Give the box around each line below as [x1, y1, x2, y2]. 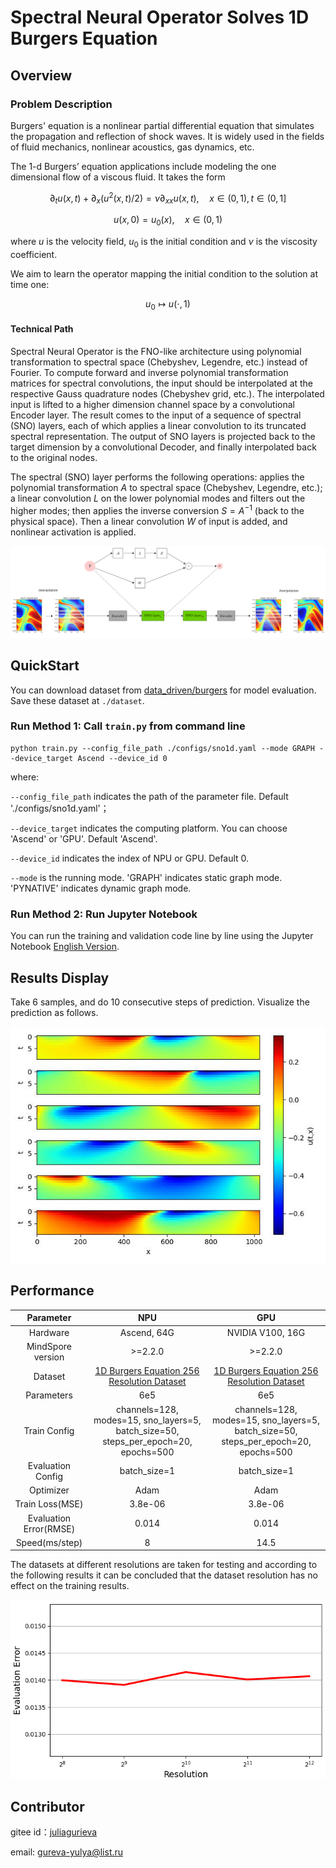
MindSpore [26, 1340, 72, 1352]
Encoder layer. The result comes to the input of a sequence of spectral [10, 409, 302, 421]
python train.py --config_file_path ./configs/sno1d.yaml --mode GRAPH [10, 743, 315, 753]
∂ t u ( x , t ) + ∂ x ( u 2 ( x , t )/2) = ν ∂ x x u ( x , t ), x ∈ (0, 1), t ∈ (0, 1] [49, 190, 287, 206]
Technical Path [10, 323, 74, 335]
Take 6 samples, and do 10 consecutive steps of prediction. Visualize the [10, 996, 310, 1008]
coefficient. [10, 248, 58, 260]
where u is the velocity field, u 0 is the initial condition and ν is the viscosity [10, 236, 318, 250]
